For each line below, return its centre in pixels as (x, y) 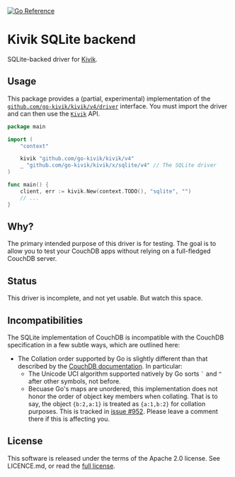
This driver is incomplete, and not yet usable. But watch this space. (105, 298)
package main (27, 127)
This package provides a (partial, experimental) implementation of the (109, 99)
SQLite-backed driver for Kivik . (52, 59)
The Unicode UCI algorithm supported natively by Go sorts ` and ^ (125, 374)
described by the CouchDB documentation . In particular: (100, 366)
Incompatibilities (45, 320)
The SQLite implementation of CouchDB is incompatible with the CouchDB (116, 337)
